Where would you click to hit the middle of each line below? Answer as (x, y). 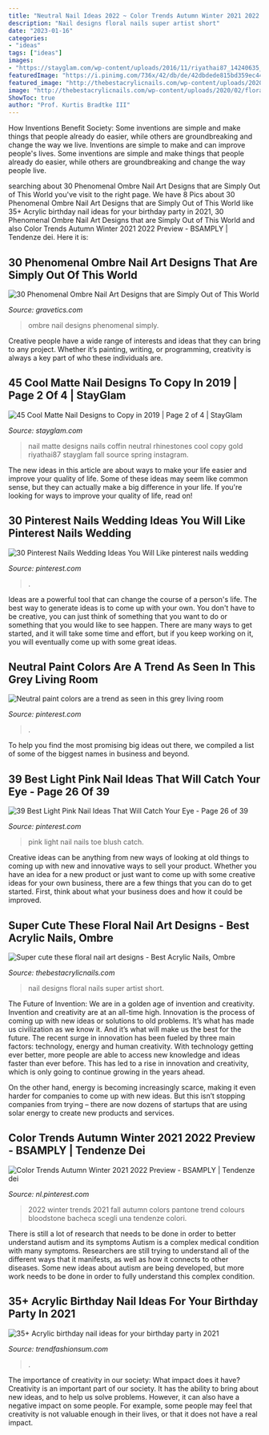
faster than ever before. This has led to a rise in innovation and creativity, (129, 1063)
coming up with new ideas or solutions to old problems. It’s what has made (131, 1021)
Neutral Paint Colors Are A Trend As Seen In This (132, 667)
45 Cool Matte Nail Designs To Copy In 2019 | (123, 383)
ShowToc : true (32, 98)
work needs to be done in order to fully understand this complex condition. (132, 1276)
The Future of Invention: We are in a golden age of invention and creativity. (131, 1004)
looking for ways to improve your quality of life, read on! (100, 495)
